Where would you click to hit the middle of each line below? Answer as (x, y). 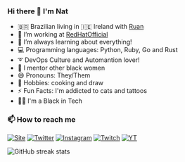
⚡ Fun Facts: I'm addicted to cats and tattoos (82, 91)
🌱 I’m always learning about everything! (75, 42)
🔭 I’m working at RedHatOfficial (63, 35)
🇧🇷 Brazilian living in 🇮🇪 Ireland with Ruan (81, 27)
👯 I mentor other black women (61, 68)
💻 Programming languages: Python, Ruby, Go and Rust (97, 50)
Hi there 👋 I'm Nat (38, 11)
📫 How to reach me (42, 120)
